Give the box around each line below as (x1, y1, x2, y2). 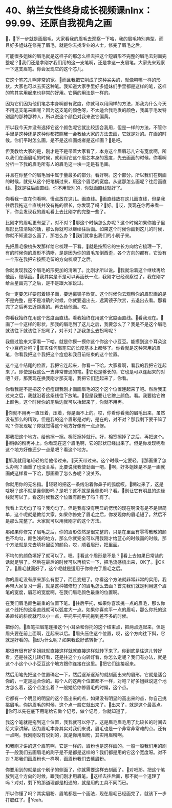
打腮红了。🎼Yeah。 (5, 797, 46, 803)
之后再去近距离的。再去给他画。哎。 (14, 303, 91, 310)
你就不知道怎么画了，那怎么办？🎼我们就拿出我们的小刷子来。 (5, 232, 134, 238)
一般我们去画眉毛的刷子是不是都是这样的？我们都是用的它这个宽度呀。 (9, 749, 158, 755)
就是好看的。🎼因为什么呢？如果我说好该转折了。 (5, 636, 107, 643)
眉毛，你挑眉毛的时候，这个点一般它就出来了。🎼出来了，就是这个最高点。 (9, 702, 165, 708)
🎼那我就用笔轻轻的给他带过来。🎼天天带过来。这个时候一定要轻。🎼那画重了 (5, 457, 162, 463)
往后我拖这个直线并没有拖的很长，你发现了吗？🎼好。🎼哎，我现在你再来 (5, 202, 155, 208)
